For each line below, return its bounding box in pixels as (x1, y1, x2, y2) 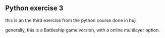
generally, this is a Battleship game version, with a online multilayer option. (5, 27, 160, 33)
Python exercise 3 (5, 4, 64, 12)
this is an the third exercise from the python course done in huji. (5, 17, 138, 23)
